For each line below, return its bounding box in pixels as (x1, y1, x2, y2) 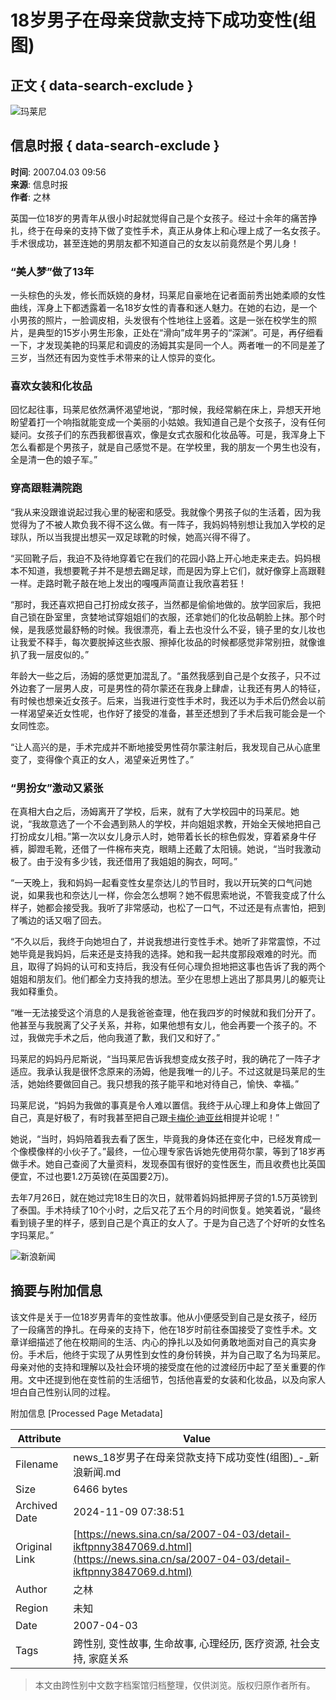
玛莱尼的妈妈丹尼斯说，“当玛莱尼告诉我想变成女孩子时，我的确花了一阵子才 (10, 1053, 322, 1065)
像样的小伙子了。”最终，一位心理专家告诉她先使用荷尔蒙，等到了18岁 (36, 1146, 317, 1157)
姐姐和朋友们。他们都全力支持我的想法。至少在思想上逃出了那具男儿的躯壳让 (10, 973, 326, 985)
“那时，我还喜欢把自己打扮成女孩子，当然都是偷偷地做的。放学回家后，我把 (10, 598, 322, 610)
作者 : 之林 (10, 191, 51, 203)
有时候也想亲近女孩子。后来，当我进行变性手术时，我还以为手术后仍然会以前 (10, 694, 326, 706)
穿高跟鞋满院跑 (10, 481, 83, 495)
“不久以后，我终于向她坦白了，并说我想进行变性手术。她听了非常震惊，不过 (10, 936, 322, 947)
